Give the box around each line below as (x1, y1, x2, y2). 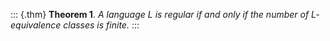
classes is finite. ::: (63, 19, 140, 31)
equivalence (10, 19, 62, 31)
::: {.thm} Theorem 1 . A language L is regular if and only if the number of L (10, 9, 317, 20)
